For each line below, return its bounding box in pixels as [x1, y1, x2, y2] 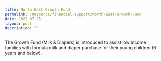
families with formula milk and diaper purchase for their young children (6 [5, 45, 156, 51]
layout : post [5, 21, 32, 26]
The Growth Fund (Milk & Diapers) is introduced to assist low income [5, 39, 146, 45]
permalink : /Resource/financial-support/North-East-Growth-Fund [5, 12, 142, 17]
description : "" [5, 26, 39, 31]
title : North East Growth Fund [5, 7, 70, 12]
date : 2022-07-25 [5, 16, 41, 21]
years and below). [5, 50, 42, 56]
